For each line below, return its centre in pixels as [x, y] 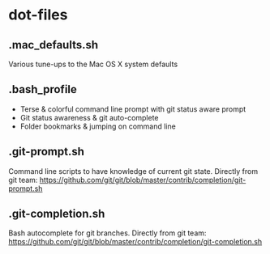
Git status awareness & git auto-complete [90, 117]
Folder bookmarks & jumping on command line [98, 126]
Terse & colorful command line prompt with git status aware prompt [133, 109]
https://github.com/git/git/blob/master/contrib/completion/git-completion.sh [135, 242]
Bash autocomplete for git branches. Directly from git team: [107, 233]
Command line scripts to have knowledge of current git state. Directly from [133, 171]
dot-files [38, 15]
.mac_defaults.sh [54, 45]
